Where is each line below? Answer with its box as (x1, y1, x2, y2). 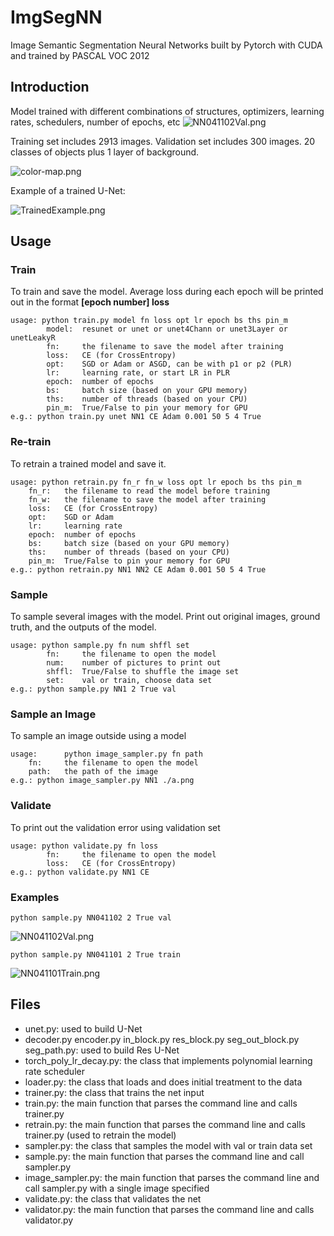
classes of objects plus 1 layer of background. (10, 146, 200, 158)
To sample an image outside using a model (10, 730, 187, 742)
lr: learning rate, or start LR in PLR (46, 368, 230, 378)
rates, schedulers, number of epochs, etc (10, 116, 181, 128)
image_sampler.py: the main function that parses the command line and (24, 1171, 320, 1183)
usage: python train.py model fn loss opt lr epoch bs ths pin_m (10, 316, 288, 326)
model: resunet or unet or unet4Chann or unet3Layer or (46, 324, 288, 335)
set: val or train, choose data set (46, 676, 213, 686)
